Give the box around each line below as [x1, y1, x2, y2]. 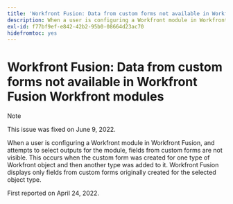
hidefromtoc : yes [7, 29, 58, 37]
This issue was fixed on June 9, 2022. [7, 126, 116, 134]
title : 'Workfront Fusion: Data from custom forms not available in [7, 10, 209, 17]
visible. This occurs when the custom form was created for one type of [7, 153, 210, 162]
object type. [7, 176, 42, 184]
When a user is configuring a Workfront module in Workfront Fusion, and [7, 139, 215, 147]
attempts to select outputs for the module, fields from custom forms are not [7, 146, 223, 155]
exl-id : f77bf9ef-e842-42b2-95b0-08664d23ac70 [7, 23, 144, 30]
